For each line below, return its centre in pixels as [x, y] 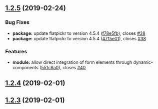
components [25, 67]
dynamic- [143, 62]
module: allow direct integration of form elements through [72, 62]
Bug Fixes [17, 22]
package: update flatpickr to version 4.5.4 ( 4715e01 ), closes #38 [79, 38]
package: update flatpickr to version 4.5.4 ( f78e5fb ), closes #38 [79, 33]
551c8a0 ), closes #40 [63, 67]
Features [16, 51]
